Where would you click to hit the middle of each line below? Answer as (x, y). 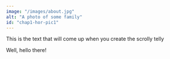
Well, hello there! (26, 50)
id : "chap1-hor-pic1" (33, 22)
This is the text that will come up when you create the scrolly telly (85, 39)
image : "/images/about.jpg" (40, 11)
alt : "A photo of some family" (44, 17)
